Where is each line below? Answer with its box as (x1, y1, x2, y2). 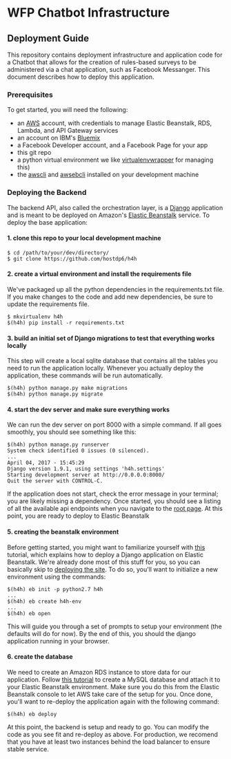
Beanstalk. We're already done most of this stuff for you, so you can (7, 558, 201, 566)
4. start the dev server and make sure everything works (7, 405, 170, 413)
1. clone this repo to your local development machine (7, 234, 161, 243)
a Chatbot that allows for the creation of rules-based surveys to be (7, 58, 197, 66)
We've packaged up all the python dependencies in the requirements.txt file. (7, 285, 225, 293)
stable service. (7, 744, 50, 753)
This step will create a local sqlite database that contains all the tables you (7, 357, 219, 365)
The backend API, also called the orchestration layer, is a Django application (7, 203, 223, 212)
